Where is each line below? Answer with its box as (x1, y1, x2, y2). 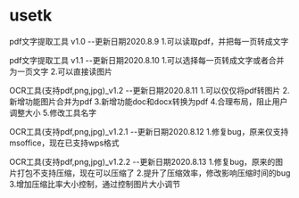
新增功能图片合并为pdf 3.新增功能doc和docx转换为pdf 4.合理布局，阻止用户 (9, 95, 288, 107)
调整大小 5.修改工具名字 (9, 107, 96, 118)
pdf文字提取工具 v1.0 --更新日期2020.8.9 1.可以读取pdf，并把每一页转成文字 (9, 36, 289, 46)
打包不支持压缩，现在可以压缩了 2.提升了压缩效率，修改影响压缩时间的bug (16, 167, 291, 178)
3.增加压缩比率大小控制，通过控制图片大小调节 (9, 178, 181, 189)
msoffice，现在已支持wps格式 (9, 137, 120, 148)
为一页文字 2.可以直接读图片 (9, 66, 113, 77)
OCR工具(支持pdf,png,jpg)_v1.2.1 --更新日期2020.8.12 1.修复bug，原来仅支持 (9, 126, 289, 136)
